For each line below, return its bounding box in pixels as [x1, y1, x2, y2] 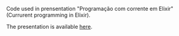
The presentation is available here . [6, 23, 93, 30]
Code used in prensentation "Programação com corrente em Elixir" [6, 5, 174, 12]
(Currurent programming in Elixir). [6, 11, 91, 19]
